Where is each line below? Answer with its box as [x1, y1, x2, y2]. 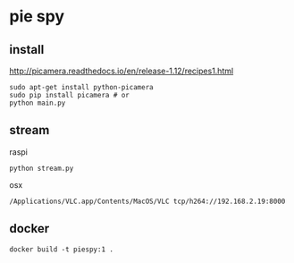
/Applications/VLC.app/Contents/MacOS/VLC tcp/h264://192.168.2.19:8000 [9, 197, 286, 206]
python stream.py [9, 164, 74, 173]
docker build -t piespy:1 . [9, 244, 114, 254]
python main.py [9, 98, 66, 107]
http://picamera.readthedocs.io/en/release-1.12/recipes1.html [9, 65, 234, 76]
